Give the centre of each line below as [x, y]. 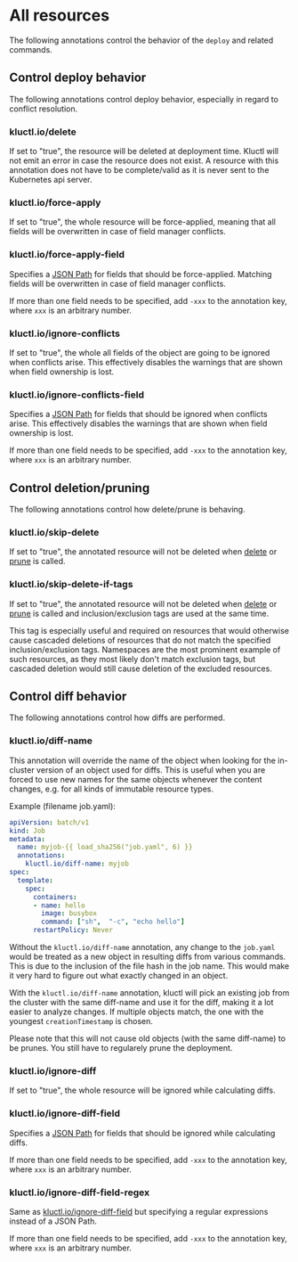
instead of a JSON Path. [53, 1221]
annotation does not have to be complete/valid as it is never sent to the [139, 170]
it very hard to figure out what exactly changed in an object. [119, 975]
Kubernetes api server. [51, 180]
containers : [55, 897]
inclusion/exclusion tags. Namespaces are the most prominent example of [145, 649]
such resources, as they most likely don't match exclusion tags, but [133, 659]
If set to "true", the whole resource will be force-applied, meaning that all [142, 222]
